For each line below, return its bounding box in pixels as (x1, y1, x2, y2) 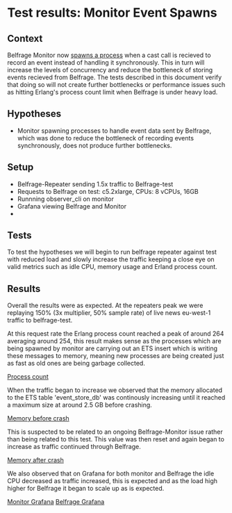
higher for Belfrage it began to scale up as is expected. (7, 484, 165, 493)
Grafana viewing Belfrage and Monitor (17, 202, 127, 210)
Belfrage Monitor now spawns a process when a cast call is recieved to (7, 51, 211, 59)
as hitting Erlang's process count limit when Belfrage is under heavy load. (7, 88, 218, 96)
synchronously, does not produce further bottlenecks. (17, 141, 172, 149)
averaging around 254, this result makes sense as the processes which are (7, 337, 222, 345)
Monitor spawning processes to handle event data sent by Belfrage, (17, 127, 212, 135)
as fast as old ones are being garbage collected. (7, 359, 146, 368)
